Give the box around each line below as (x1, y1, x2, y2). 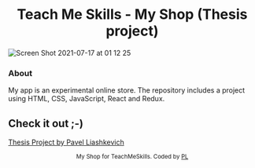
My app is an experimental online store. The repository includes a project (8, 86, 246, 95)
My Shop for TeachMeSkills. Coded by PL (76, 153, 189, 161)
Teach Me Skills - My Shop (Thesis (17, 5, 248, 24)
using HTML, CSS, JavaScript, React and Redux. (8, 94, 165, 104)
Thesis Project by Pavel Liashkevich (8, 137, 124, 147)
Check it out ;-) (8, 116, 84, 130)
